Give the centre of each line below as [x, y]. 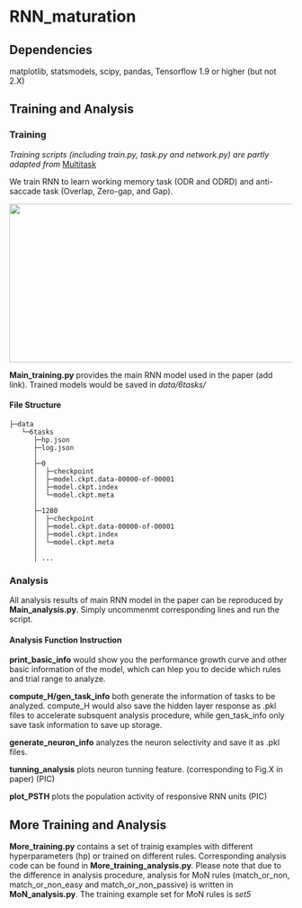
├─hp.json [51, 440]
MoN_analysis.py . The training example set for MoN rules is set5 [130, 895]
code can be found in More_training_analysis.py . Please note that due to [145, 866]
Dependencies [51, 50]
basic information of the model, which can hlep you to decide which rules [145, 670]
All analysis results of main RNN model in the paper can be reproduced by [146, 600]
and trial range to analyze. [58, 679]
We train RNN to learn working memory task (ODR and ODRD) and [132, 181]
